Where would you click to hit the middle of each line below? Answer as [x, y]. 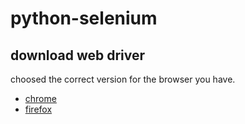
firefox [38, 109]
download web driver [78, 55]
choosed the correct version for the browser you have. [123, 79]
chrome [40, 98]
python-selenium [84, 18]
